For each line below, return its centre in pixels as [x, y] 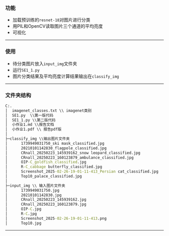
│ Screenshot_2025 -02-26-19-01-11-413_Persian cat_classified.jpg [82, 172]
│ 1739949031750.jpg [32, 190]
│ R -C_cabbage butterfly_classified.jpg [54, 167]
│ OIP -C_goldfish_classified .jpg [46, 162]
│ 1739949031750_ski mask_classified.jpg [55, 143]
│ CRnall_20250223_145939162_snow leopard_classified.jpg [73, 153]
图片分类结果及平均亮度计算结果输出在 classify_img [66, 76]
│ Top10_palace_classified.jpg [44, 176]
